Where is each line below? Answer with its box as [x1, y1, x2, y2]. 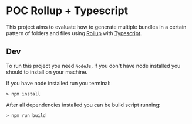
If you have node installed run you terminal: [6, 80, 111, 87]
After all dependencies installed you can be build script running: [6, 101, 161, 108]
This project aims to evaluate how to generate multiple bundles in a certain [6, 23, 187, 30]
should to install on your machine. [6, 68, 88, 75]
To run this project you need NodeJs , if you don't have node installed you [6, 62, 181, 69]
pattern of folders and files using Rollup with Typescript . [6, 29, 142, 36]
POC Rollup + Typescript [6, 4, 129, 18]
